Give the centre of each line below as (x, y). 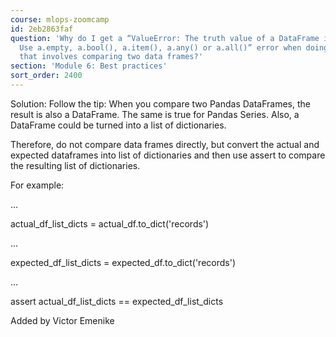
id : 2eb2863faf (42, 29)
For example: (37, 185)
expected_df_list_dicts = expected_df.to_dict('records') (123, 262)
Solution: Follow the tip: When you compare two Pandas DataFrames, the (160, 103)
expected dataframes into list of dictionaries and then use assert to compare (168, 155)
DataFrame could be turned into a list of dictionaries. (118, 125)
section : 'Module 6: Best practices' (89, 66)
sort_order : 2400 (46, 76)
